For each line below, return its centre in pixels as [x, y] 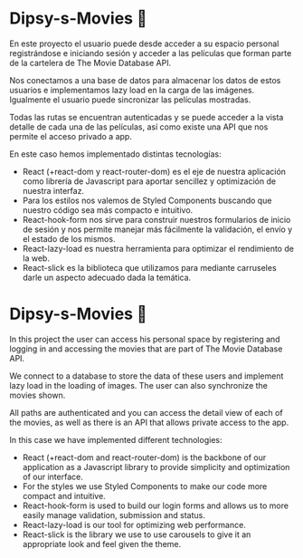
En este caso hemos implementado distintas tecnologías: [115, 154]
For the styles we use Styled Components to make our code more [145, 486]
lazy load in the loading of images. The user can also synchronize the [139, 385]
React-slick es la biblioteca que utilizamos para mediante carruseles [150, 267]
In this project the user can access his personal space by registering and [145, 339]
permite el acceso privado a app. [71, 136]
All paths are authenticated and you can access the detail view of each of [146, 412]
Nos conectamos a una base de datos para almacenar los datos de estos [145, 80]
